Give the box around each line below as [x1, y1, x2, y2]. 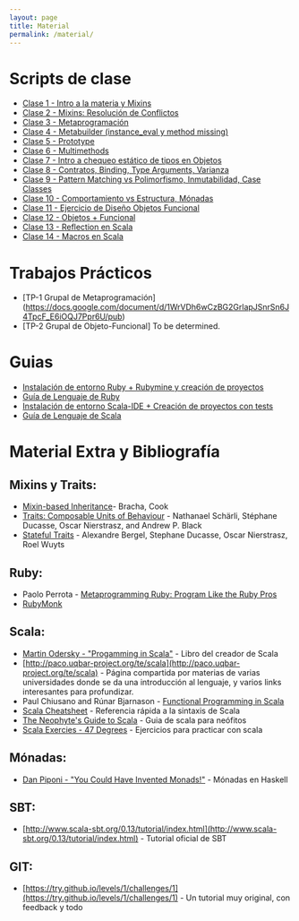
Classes [21, 184, 52, 194]
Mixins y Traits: [9, 477, 97, 493]
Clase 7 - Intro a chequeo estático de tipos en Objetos [21, 155, 222, 166]
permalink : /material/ [9, 30, 94, 39]
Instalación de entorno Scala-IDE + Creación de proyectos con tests [21, 400, 274, 412]
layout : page [9, 13, 58, 22]
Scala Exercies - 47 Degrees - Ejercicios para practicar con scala [21, 724, 263, 735]
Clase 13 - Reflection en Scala [21, 221, 133, 233]
